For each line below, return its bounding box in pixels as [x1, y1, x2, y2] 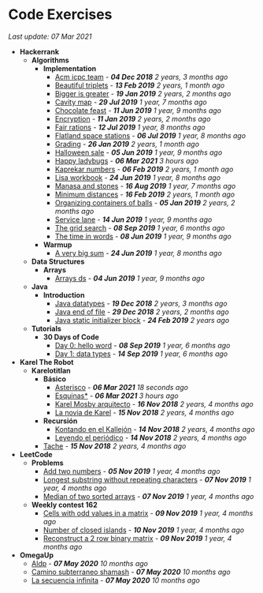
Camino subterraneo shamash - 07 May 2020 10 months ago [31, 567, 231, 576]
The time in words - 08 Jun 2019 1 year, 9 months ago [54, 231, 232, 241]
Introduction [43, 290, 85, 299]
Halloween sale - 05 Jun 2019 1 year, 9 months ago [54, 148, 223, 157]
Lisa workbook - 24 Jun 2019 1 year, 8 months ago [54, 172, 221, 182]
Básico [43, 373, 67, 384]
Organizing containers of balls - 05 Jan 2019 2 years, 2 [54, 197, 235, 207]
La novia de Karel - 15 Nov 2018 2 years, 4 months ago [54, 407, 235, 417]
